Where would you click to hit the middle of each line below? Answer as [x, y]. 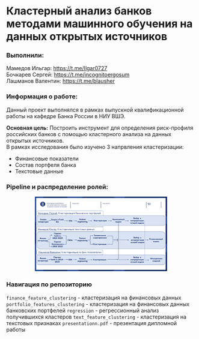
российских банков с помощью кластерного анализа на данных [89, 134]
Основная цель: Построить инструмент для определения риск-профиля [100, 128]
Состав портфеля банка [45, 165]
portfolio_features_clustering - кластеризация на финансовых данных [98, 304]
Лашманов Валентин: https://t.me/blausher [61, 81]
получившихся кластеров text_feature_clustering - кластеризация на [96, 317]
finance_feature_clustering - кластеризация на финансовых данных [94, 298]
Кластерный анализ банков [79, 11]
